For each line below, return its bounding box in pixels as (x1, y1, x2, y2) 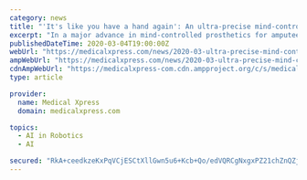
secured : (9, 156, 43, 165)
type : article (9, 73, 64, 82)
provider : (9, 89, 48, 99)
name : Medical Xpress (17, 98, 101, 107)
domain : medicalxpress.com (17, 106, 121, 115)
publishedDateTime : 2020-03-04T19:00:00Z (9, 38, 170, 48)
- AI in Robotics (17, 132, 84, 141)
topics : (9, 122, 39, 132)
